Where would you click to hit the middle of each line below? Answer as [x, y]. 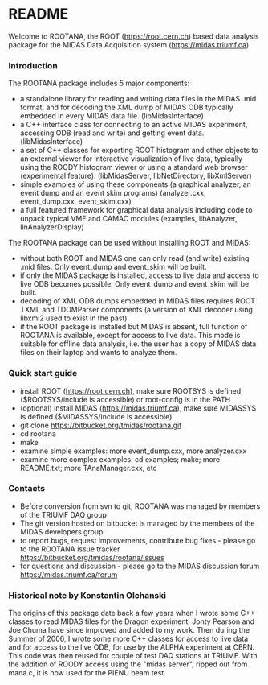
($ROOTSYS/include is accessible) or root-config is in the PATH [125, 399]
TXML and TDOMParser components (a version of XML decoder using [136, 310]
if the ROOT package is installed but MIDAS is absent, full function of [134, 327]
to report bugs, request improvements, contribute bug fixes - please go [138, 540]
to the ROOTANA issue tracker [70, 549]
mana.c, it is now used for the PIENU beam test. [87, 673]
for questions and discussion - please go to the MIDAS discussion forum [140, 566]
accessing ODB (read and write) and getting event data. [112, 133]
